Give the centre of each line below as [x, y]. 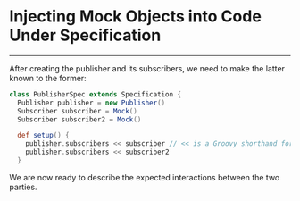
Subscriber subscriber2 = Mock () [79, 119]
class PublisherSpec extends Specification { [95, 94]
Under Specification [85, 35]
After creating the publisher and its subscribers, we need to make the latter [147, 68]
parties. [23, 187]
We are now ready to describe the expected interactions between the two [145, 177]
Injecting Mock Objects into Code [135, 17]
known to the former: [48, 78]
